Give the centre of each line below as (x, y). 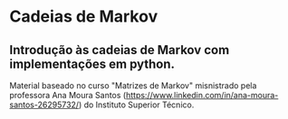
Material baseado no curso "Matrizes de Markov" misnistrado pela (133, 86)
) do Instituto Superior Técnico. (136, 105)
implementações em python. (92, 64)
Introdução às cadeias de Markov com (120, 50)
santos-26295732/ (44, 105)
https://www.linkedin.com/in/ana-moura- (202, 95)
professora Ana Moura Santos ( (68, 95)
